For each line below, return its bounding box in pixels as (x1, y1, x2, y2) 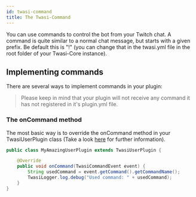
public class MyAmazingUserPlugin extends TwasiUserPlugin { (6, 147, 162, 153)
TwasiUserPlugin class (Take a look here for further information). (6, 136, 166, 143)
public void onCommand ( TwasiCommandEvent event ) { (17, 164, 146, 170)
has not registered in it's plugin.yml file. (20, 101, 118, 108)
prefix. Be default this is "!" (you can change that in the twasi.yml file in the (6, 43, 190, 51)
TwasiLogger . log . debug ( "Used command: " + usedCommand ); (27, 174, 172, 181)
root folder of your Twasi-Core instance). (6, 50, 108, 57)
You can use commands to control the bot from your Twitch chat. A (6, 30, 171, 38)
